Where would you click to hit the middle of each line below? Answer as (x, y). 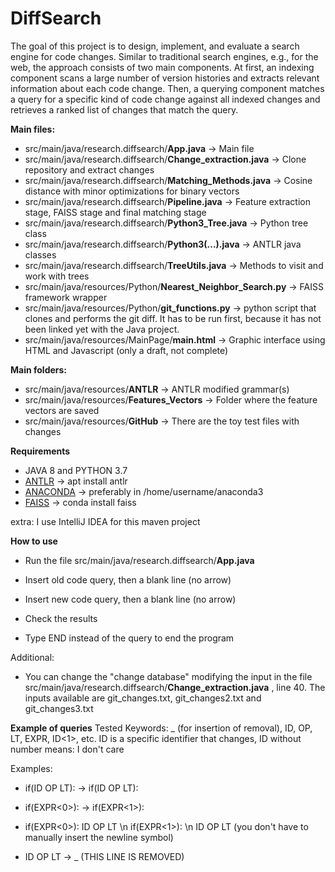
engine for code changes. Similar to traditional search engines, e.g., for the (164, 56)
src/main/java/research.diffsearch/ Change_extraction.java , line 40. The (175, 687)
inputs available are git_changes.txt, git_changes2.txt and (143, 698)
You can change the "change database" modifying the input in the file (168, 676)
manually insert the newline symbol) (99, 837)
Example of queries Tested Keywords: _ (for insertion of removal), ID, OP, (161, 728)
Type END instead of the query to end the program (129, 638)
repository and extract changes (89, 169)
